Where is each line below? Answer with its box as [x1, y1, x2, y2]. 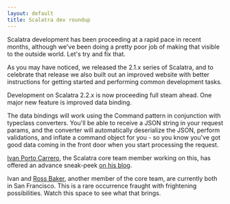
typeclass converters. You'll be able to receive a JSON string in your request [7, 118, 223, 127]
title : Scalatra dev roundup [7, 16, 91, 23]
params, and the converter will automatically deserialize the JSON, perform [7, 126, 220, 134]
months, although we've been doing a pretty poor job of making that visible [7, 42, 220, 51]
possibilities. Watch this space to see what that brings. [7, 189, 161, 197]
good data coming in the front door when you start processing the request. [7, 140, 219, 149]
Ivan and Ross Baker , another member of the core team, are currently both [7, 174, 218, 182]
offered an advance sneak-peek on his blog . [7, 161, 133, 169]
